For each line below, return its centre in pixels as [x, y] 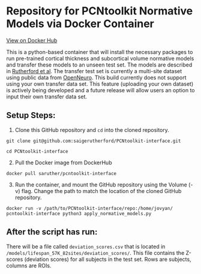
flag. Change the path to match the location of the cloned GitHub [101, 191]
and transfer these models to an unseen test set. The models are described [99, 65]
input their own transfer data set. [47, 97]
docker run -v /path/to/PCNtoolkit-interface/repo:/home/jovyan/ [89, 208]
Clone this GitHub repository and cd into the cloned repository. [92, 130]
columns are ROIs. [29, 266]
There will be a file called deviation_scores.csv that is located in [86, 246]
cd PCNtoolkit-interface [37, 151]
